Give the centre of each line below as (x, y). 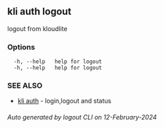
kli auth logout (39, 12)
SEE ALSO (25, 86)
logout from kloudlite (38, 28)
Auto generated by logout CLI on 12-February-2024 (82, 117)
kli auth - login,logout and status (64, 101)
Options (21, 47)
